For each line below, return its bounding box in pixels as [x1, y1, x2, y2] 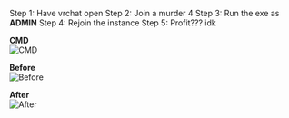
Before [9, 63, 36, 73]
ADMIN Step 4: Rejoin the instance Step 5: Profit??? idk [9, 17, 216, 28]
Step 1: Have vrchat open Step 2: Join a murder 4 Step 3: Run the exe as [9, 8, 280, 18]
